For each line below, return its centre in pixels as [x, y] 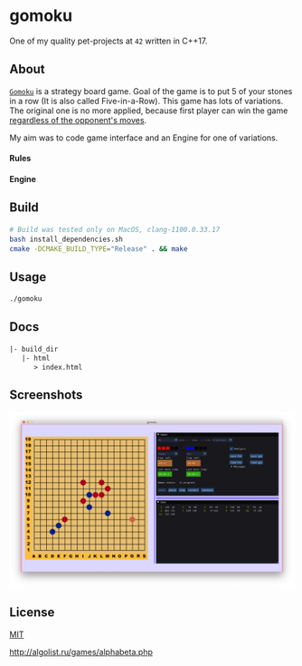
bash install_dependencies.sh [66, 239]
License [32, 613]
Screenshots [46, 395]
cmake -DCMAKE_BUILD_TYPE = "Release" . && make [99, 249]
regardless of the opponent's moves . [78, 120]
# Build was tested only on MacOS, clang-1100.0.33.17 [115, 229]
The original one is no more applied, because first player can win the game [149, 111]
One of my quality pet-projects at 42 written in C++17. [109, 41]
